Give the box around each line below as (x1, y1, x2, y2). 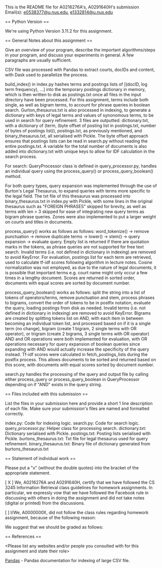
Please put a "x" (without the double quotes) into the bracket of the (5, 465, 139, 471)
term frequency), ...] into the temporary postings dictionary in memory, (5, 87, 146, 92)
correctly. (5, 411, 24, 416)
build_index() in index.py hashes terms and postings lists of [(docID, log (5, 81, 147, 87)
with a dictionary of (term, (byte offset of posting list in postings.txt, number (5, 123, 156, 128)
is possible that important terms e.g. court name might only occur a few (5, 270, 147, 275)
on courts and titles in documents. (5, 219, 74, 225)
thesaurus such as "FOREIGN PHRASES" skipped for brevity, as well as (5, 204, 147, 209)
